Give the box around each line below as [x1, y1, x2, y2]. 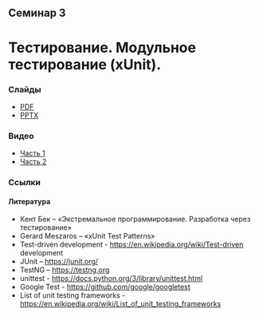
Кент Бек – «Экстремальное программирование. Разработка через [19, 215, 251, 224]
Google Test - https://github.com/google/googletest [19, 282, 191, 292]
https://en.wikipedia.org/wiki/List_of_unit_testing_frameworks [19, 299, 222, 309]
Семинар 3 [8, 6, 66, 20]
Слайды [8, 84, 41, 95]
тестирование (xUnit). [8, 55, 162, 73]
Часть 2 [19, 157, 47, 167]
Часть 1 [19, 148, 45, 158]
